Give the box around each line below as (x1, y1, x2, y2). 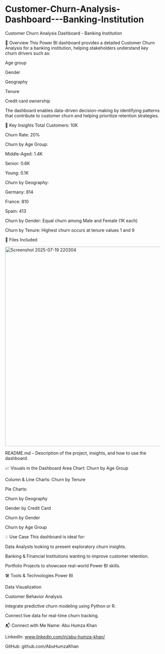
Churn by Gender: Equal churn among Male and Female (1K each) (5, 218, 138, 224)
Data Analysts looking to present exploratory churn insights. (5, 543, 127, 550)
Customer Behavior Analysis (5, 593, 62, 599)
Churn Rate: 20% (5, 131, 40, 137)
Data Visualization (5, 584, 42, 589)
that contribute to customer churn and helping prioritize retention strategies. (5, 112, 160, 119)
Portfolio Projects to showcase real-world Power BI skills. (5, 562, 121, 568)
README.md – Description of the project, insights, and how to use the (5, 450, 146, 456)
